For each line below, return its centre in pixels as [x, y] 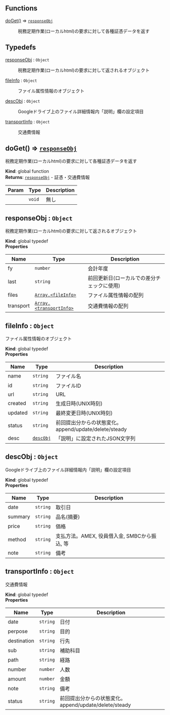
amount [17, 679]
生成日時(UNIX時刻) [79, 403]
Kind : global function [27, 171]
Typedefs [21, 48]
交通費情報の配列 [108, 306]
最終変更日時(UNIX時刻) [84, 413]
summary [19, 516]
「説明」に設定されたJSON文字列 [95, 439]
